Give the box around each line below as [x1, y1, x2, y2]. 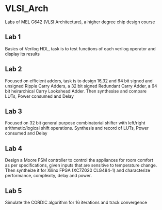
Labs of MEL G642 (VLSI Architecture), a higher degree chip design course [5, 19, 155, 25]
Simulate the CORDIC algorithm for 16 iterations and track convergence [5, 199, 147, 205]
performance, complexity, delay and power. [5, 173, 92, 179]
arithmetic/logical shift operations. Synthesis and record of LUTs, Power [5, 125, 149, 131]
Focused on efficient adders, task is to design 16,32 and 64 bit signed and [5, 78, 153, 84]
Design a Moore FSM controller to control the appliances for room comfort [5, 157, 154, 163]
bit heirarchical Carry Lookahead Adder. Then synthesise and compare [5, 88, 147, 94]
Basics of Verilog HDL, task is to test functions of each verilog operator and [5, 45, 156, 51]
